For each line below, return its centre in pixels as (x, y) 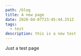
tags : (11, 24)
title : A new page (25, 15)
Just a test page (22, 48)
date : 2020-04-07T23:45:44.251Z (39, 19)
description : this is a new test (41, 34)
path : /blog (18, 10)
